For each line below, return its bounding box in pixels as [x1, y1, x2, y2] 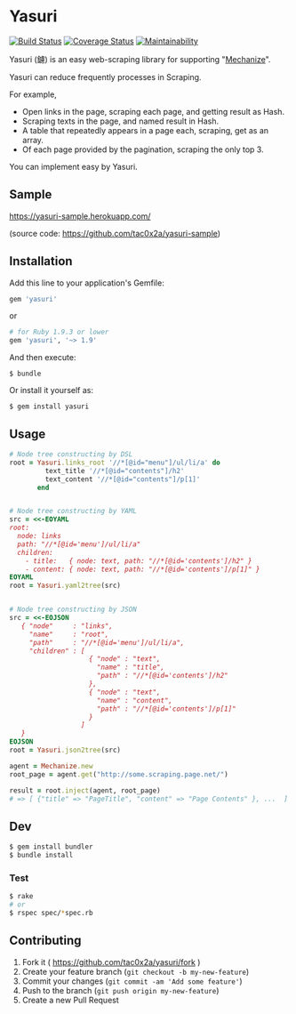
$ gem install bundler [9, 842, 93, 851]
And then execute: [9, 352, 76, 363]
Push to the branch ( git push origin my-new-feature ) [21, 985, 220, 995]
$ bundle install [9, 851, 74, 860]
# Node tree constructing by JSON [9, 605, 138, 615]
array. [21, 134, 44, 145]
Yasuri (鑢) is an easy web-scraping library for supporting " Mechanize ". [9, 53, 271, 64]
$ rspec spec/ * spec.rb [9, 908, 93, 917]
